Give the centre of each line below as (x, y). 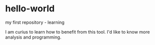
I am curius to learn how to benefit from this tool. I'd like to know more (77, 32)
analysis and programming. (33, 37)
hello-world (30, 9)
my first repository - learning (35, 22)
